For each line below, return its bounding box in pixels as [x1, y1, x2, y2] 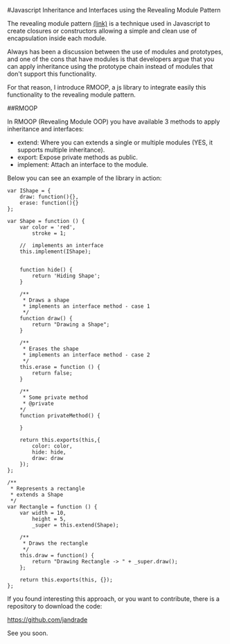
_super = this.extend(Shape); [32, 522, 119, 529]
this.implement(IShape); [19, 248, 91, 255]
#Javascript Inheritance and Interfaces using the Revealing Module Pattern [7, 6, 221, 14]
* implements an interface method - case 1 [22, 303, 150, 310]
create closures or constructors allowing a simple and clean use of [7, 27, 197, 35]
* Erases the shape [22, 345, 79, 352]
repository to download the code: [7, 602, 103, 610]
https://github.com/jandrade [7, 616, 88, 624]
